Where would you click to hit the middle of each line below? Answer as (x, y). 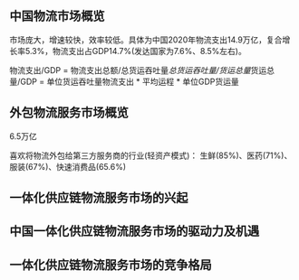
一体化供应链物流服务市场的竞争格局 (111, 265)
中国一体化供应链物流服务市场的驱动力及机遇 (135, 232)
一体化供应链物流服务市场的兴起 (99, 198)
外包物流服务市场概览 (69, 112)
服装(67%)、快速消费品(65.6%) (68, 166)
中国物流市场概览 (57, 16)
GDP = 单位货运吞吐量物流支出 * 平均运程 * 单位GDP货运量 (130, 81)
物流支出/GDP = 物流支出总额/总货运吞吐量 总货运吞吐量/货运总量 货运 (138, 70)
